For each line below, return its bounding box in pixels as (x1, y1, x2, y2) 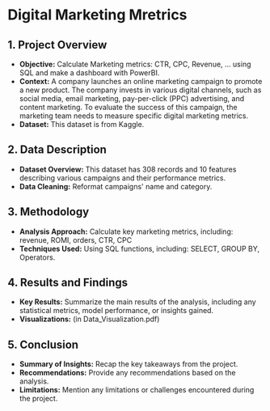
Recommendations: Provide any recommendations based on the (19, 368, 236, 378)
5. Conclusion (7, 337, 78, 351)
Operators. (19, 252, 56, 262)
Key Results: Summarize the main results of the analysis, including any (19, 297, 256, 307)
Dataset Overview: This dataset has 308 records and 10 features (19, 164, 237, 174)
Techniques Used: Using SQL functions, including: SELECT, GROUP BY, (19, 244, 260, 253)
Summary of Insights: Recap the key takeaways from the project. (19, 359, 238, 369)
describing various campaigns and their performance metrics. (19, 172, 226, 183)
